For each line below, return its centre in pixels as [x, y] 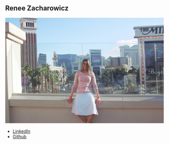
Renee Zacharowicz [37, 8]
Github [19, 137]
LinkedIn [21, 131]
